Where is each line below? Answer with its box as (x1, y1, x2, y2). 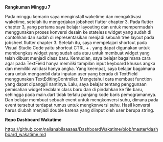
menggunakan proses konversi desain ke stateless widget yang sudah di (5, 29, 152, 35)
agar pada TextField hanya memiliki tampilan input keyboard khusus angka (5, 61, 156, 66)
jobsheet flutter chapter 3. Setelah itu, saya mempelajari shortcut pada (5, 40, 147, 46)
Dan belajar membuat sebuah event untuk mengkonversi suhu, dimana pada (5, 97, 159, 102)
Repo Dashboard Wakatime (5, 117, 62, 122)
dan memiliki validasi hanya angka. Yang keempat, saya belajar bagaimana (5, 66, 156, 71)
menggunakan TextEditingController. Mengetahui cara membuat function (5, 76, 152, 82)
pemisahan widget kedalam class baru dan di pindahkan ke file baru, (5, 87, 143, 92)
